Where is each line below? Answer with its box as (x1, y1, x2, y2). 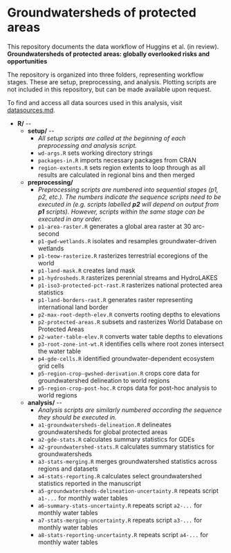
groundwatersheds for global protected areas (37, 427, 168, 436)
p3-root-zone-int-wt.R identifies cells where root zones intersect (37, 339, 225, 348)
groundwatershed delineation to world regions (37, 376, 170, 384)
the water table (37, 347, 82, 355)
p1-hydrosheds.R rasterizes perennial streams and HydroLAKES (37, 273, 218, 281)
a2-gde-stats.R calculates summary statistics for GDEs (37, 435, 195, 443)
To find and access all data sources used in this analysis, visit (7, 98, 183, 106)
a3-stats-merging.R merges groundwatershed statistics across (37, 457, 218, 465)
